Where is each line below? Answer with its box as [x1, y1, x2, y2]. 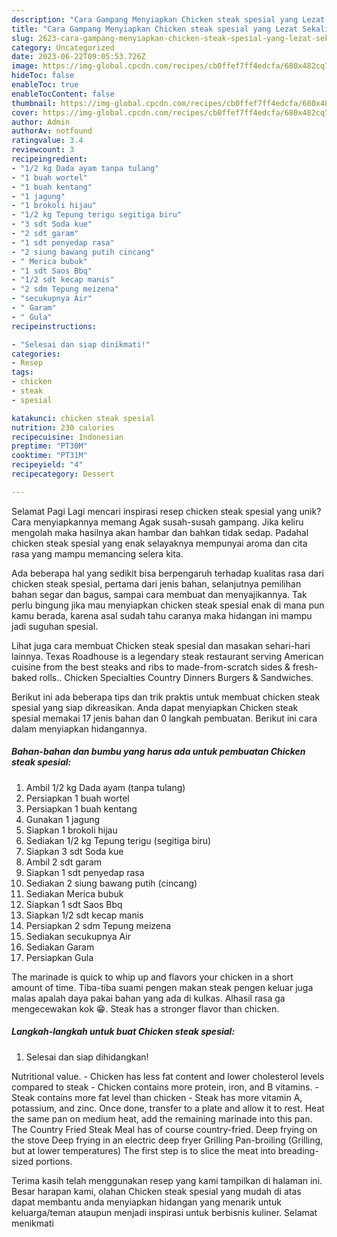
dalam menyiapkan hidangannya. [11, 722, 148, 735]
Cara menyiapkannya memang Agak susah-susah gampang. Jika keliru [11, 516, 304, 528]
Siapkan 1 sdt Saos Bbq [25, 898, 123, 910]
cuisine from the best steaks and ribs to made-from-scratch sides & [11, 661, 291, 673]
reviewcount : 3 [11, 145, 75, 155]
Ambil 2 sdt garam [25, 856, 103, 868]
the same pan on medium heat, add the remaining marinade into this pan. [11, 1112, 313, 1125]
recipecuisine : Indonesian [11, 432, 124, 442]
